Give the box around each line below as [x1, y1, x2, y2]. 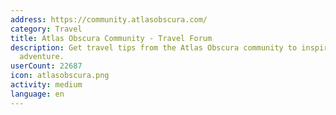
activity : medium [10, 80, 83, 90]
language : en [10, 89, 65, 99]
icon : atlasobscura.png [10, 71, 110, 81]
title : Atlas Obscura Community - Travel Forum [10, 33, 213, 43]
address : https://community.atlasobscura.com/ [10, 14, 208, 25]
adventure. [19, 52, 65, 62]
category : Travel [10, 24, 83, 34]
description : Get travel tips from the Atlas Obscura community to [10, 42, 298, 53]
